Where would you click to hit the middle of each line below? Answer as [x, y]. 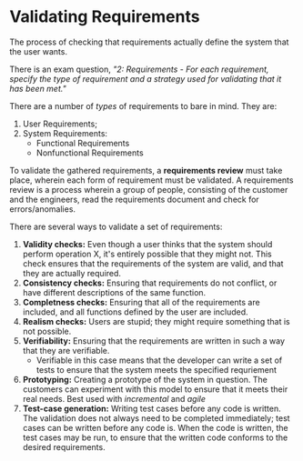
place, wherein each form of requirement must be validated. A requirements [151, 180]
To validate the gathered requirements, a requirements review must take [146, 170]
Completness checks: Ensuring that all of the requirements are [141, 302]
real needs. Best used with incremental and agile [114, 398]
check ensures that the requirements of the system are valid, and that [153, 263]
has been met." [38, 88]
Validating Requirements [105, 17]
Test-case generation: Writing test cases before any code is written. [151, 408]
